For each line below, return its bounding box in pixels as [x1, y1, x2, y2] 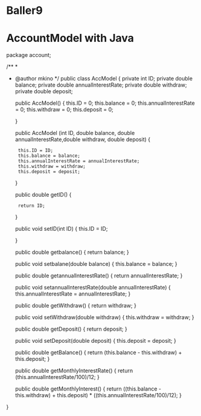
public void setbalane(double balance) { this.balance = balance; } [14, 260, 177, 268]
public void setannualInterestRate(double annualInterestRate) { [14, 284, 171, 291]
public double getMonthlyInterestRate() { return [14, 367, 133, 374]
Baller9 [6, 4, 43, 18]
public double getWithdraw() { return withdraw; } [14, 302, 137, 309]
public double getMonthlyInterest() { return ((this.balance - [14, 385, 162, 392]
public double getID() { [14, 191, 72, 199]
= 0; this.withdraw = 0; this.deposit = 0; [14, 106, 113, 113]
